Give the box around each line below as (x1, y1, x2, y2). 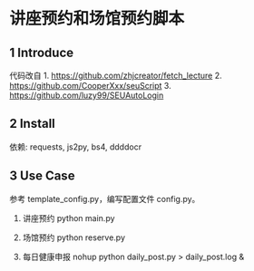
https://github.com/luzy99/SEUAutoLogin (9, 90, 164, 101)
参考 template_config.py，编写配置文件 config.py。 (9, 193, 200, 204)
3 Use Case (9, 169, 75, 184)
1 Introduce (9, 44, 74, 60)
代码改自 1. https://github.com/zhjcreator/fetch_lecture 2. (9, 70, 222, 81)
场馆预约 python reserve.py (22, 232, 125, 243)
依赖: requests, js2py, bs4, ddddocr (9, 141, 142, 152)
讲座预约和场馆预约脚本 (9, 8, 185, 29)
